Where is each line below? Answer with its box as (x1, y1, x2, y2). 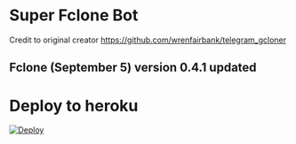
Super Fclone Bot (9, 5, 139, 26)
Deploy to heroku (9, 95, 139, 116)
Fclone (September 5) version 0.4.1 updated (9, 60, 257, 75)
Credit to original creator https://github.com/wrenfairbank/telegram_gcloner (9, 34, 287, 45)
